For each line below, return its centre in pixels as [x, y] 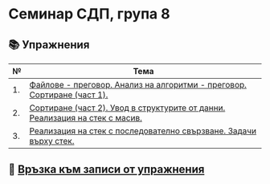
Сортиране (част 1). [69, 95]
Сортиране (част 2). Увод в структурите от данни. [127, 108]
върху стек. [52, 141]
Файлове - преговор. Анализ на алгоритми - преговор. [138, 85]
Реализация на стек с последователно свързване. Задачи [143, 131]
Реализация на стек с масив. [86, 118]
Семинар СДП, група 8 [89, 14]
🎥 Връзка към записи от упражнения [106, 170]
